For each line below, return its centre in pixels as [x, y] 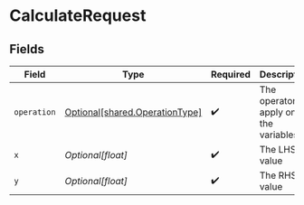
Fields [27, 49]
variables [279, 135]
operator [278, 101]
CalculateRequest [78, 16]
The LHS [278, 149]
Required [231, 75]
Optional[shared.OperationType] [133, 112]
